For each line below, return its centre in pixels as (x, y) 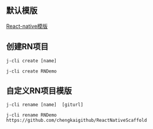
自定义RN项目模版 (39, 91)
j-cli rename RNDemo (32, 115)
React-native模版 (27, 26)
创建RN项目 (27, 47)
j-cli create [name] (32, 61)
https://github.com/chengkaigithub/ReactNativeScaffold (76, 121)
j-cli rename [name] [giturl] (45, 105)
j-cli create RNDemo (32, 71)
